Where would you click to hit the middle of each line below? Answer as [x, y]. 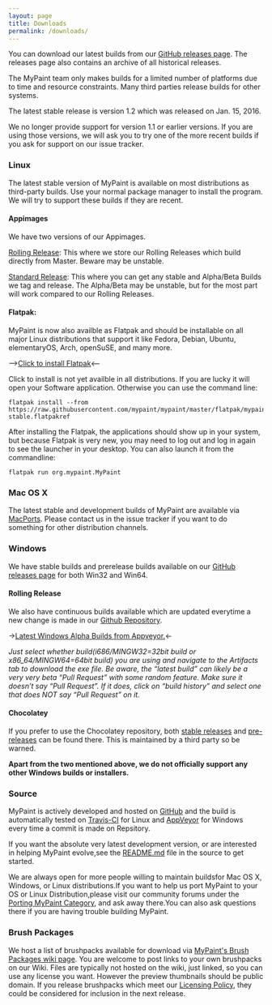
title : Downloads [38, 24]
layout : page [30, 16]
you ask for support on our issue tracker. [76, 144]
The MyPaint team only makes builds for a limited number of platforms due [133, 79]
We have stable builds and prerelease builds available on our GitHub [122, 566]
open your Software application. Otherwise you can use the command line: [133, 388]
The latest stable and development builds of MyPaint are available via [124, 511]
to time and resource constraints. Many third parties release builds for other [134, 87]
